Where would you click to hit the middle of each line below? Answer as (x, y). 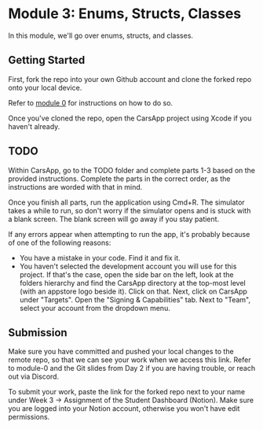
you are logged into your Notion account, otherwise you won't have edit (124, 409)
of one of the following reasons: (60, 242)
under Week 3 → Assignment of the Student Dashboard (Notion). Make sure (131, 400)
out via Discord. (34, 377)
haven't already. (34, 126)
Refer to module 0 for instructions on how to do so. (91, 102)
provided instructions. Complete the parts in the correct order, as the (119, 179)
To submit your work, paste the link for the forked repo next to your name (127, 392)
